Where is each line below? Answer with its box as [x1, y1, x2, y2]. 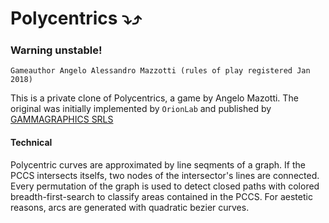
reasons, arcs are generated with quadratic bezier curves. [10, 201, 250, 213]
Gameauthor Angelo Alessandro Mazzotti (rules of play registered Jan [10, 66, 311, 76]
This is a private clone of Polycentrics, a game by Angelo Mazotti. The [10, 92, 299, 104]
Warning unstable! [10, 43, 103, 57]
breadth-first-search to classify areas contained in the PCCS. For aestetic [10, 190, 313, 202]
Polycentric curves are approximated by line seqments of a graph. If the [10, 158, 306, 171]
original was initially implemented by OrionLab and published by [10, 103, 272, 115]
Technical [10, 137, 53, 149]
